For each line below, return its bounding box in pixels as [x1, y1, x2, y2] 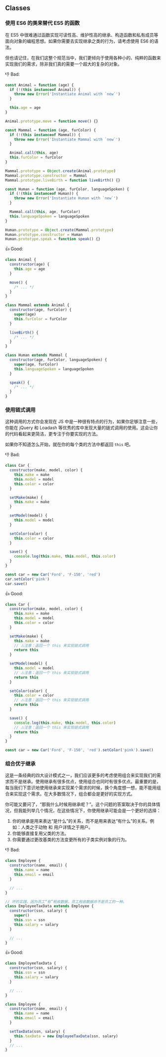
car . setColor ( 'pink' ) [5, 576, 50, 581]
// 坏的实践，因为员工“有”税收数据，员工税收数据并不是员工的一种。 [5, 899, 127, 904]
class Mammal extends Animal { [5, 303, 70, 308]
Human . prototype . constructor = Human [5, 232, 83, 237]
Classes [5, 4, 31, 12]
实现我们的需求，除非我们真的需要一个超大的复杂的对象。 [5, 61, 122, 67]
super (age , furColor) [14, 362, 58, 367]
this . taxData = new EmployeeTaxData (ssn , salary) [14, 1033, 119, 1039]
